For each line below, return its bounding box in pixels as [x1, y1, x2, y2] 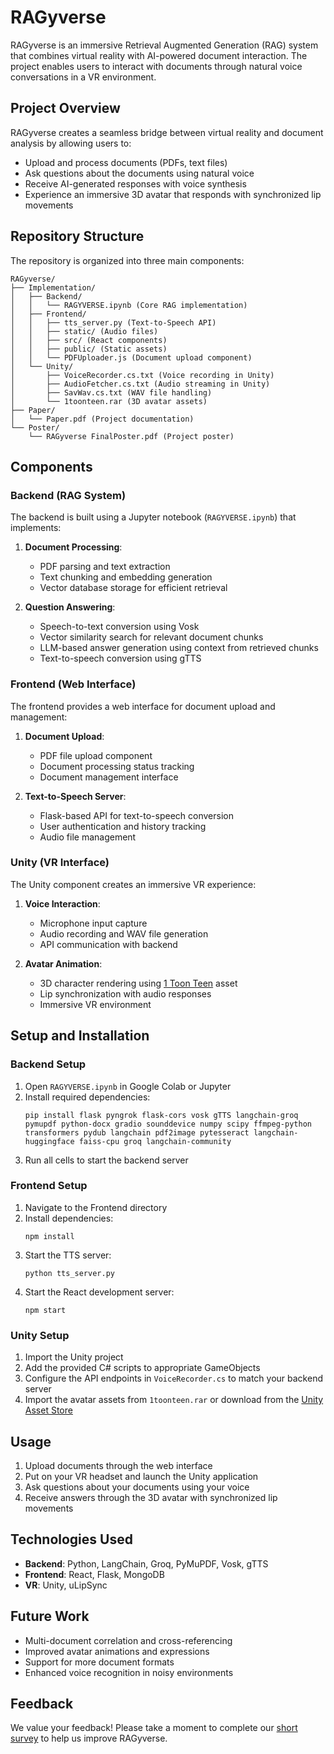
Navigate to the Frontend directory [24, 1201, 168, 1213]
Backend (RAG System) [10, 488, 127, 502]
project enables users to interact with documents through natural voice [10, 60, 303, 72]
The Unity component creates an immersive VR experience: [10, 878, 257, 890]
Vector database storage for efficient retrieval [39, 582, 228, 594]
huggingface [24, 1136, 75, 1146]
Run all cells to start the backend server [24, 1154, 189, 1166]
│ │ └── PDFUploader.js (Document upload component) [10, 352, 253, 363]
